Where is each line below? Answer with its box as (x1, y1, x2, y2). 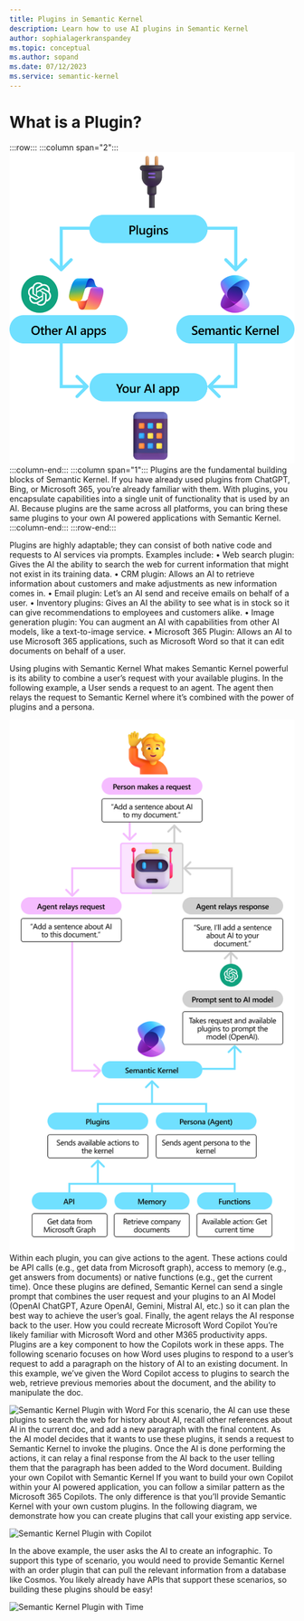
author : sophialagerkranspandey (9, 33, 131, 43)
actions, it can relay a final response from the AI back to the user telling (9, 1453, 275, 1464)
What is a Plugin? (9, 112, 142, 133)
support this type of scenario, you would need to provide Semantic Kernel (9, 1555, 285, 1566)
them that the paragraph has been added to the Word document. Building (9, 1463, 283, 1473)
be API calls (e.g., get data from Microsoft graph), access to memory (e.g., (9, 1263, 287, 1273)
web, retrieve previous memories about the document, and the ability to (9, 1378, 276, 1388)
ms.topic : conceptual (9, 43, 91, 52)
